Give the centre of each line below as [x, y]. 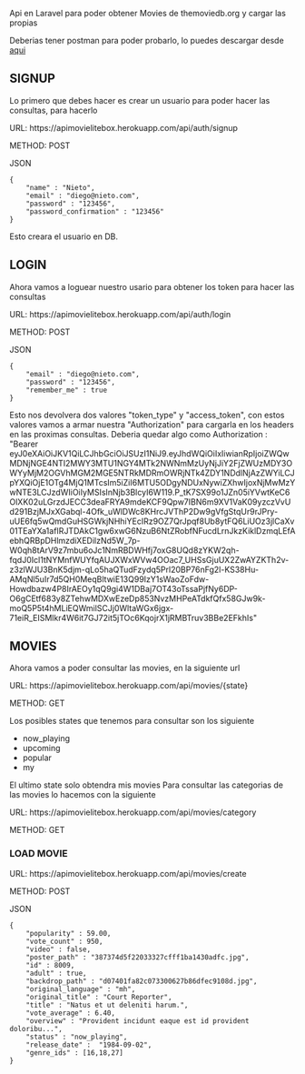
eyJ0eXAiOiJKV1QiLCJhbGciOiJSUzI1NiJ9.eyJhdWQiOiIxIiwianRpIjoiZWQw [149, 453]
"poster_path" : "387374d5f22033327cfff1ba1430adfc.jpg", [138, 957]
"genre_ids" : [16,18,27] [75, 1053]
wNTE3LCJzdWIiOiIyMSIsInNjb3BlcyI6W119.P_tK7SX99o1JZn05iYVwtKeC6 [150, 492]
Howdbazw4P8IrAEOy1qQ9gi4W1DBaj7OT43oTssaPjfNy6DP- [123, 588]
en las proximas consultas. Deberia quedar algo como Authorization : [138, 434]
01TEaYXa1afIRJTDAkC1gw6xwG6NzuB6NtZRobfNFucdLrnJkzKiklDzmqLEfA [152, 530]
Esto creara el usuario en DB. [64, 236]
